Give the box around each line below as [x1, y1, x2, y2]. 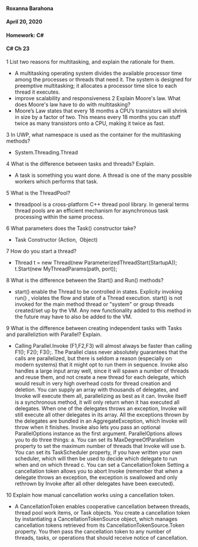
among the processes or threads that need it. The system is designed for [14, 75, 192, 83]
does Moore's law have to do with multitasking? [14, 101, 131, 108]
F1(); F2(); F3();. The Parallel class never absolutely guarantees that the [14, 348, 187, 355]
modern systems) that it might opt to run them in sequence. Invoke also [14, 361, 189, 368]
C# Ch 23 [6, 45, 29, 52]
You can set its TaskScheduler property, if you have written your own [14, 449, 183, 456]
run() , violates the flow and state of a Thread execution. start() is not [14, 294, 183, 301]
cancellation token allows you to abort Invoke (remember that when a [14, 467, 183, 474]
